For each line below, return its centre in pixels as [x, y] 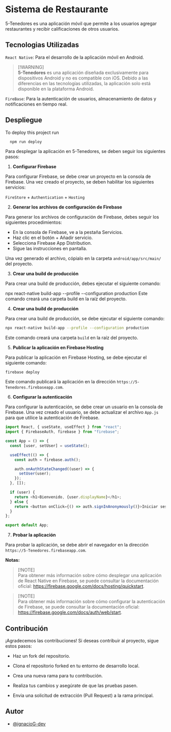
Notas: [13, 560]
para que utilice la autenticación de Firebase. [52, 418]
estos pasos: [19, 646]
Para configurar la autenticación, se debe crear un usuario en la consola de [84, 407]
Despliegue [24, 120]
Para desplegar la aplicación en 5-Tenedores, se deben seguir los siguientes [85, 151]
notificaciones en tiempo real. [36, 104]
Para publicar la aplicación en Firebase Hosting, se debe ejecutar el [76, 357]
